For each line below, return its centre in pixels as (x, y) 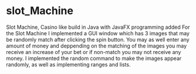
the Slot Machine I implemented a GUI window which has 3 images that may (98, 33)
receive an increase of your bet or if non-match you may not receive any (94, 52)
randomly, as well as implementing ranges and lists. (68, 64)
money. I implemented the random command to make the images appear (94, 58)
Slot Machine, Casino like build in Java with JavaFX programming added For (98, 27)
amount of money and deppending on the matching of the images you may (97, 46)
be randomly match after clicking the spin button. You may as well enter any (98, 39)
